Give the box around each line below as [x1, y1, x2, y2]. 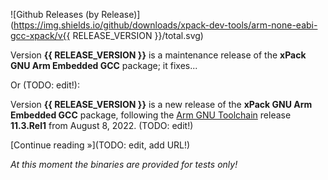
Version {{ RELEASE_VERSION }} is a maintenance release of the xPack [10, 49, 307, 61]
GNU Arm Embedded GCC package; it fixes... [10, 60, 198, 71]
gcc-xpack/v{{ [10, 30, 71, 41]
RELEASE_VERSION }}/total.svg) [72, 30, 204, 41]
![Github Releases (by [10, 9, 100, 20]
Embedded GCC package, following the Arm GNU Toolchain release [10, 109, 292, 121]
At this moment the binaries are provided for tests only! [10, 159, 238, 170]
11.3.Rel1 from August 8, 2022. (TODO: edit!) [10, 120, 194, 131]
